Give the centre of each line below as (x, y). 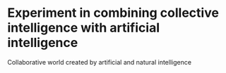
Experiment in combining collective (113, 13)
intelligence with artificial (84, 28)
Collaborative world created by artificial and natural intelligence (100, 62)
